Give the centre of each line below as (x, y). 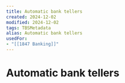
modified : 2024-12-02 (33, 22)
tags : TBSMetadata (28, 28)
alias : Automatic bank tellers (44, 33)
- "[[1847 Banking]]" (33, 44)
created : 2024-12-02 (31, 17)
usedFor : (17, 39)
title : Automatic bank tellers (44, 11)
